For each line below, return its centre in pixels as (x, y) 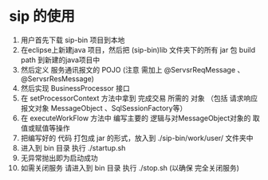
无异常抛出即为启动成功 (59, 158)
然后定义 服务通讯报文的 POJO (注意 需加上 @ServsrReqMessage (128, 69)
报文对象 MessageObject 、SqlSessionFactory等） (104, 108)
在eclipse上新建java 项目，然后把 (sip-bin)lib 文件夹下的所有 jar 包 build (138, 49)
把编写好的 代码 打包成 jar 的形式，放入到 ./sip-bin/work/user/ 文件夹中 (137, 138)
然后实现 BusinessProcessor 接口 (75, 88)
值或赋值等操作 (45, 127)
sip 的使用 (42, 16)
